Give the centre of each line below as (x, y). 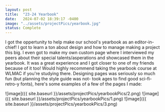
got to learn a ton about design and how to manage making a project (90, 47)
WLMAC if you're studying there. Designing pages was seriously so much (80, 74)
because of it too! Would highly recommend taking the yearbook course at (81, 68)
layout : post (19, 10)
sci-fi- (146, 79)
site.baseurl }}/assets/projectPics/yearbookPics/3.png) (61, 104)
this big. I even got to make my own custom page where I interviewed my (80, 53)
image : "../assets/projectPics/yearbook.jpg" (53, 23)
